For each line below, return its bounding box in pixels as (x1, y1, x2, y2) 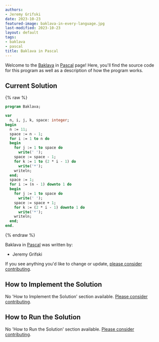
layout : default (5, 30, 39, 35)
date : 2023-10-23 (5, 16, 41, 21)
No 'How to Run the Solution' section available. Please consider (5, 326, 134, 332)
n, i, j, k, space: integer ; (9, 118, 70, 123)
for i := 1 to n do (9, 136, 50, 141)
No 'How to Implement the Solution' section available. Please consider (5, 293, 148, 299)
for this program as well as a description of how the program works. (5, 67, 143, 73)
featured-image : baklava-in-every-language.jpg (5, 21, 105, 26)
